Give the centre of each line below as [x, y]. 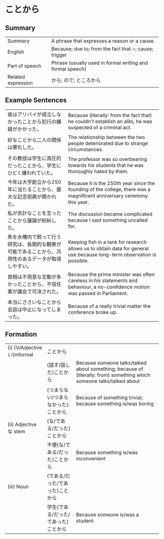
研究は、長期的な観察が [35, 244]
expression [20, 83]
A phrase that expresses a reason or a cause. [103, 41]
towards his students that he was [106, 165]
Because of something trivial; [109, 398]
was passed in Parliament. [98, 293]
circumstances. [86, 149]
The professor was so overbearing [108, 159]
